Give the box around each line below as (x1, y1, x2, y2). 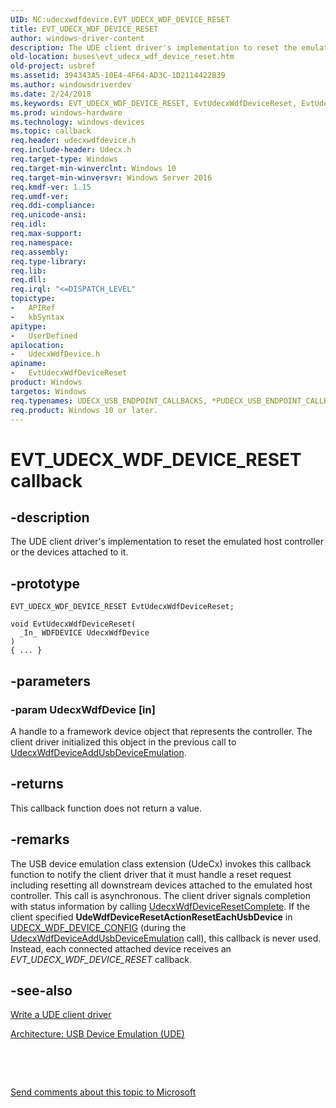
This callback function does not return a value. (10, 802, 203, 814)
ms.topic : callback (10, 126, 92, 136)
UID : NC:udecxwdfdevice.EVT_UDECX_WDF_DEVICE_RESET (10, 14, 230, 25)
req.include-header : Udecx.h (10, 145, 132, 155)
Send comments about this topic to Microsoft (10, 1086, 197, 1098)
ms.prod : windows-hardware (10, 107, 123, 118)
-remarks (10, 831, 70, 848)
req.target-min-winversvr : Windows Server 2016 (10, 172, 213, 183)
